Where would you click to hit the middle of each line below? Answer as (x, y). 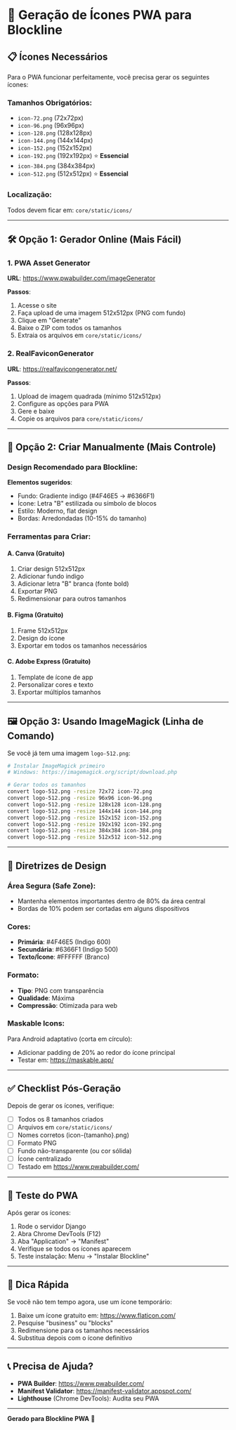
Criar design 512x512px (51, 569)
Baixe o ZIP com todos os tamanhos (69, 328)
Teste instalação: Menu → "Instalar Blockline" (83, 1256)
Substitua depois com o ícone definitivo (75, 1337)
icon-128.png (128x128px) (55, 133)
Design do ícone (41, 638)
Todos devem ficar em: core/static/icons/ (70, 210)
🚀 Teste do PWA (43, 1196)
